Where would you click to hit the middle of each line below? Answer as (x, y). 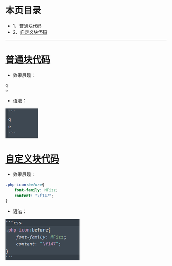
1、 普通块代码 (27, 26)
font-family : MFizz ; (36, 190)
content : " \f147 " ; (34, 196)
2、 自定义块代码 (30, 32)
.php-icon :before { (25, 185)
